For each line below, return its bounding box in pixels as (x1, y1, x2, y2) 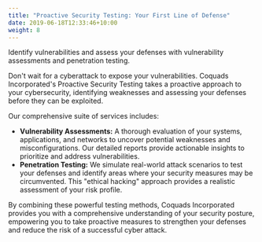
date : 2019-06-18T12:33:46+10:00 (8, 19, 118, 27)
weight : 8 (8, 26, 41, 34)
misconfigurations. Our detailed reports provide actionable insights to (19, 143, 245, 153)
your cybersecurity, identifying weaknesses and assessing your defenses (8, 88, 246, 97)
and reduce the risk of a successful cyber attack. (8, 225, 168, 235)
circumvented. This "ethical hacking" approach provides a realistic (19, 177, 236, 186)
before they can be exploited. (8, 96, 104, 106)
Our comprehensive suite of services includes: (8, 112, 160, 121)
